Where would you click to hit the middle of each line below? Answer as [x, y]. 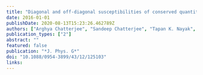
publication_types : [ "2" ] [39, 34]
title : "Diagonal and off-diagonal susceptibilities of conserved [92, 12]
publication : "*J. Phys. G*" [43, 51]
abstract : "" [23, 40]
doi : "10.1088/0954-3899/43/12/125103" [56, 57]
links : [14, 62]
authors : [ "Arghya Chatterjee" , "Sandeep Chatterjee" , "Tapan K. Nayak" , [101, 29]
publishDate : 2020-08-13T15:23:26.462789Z [60, 23]
